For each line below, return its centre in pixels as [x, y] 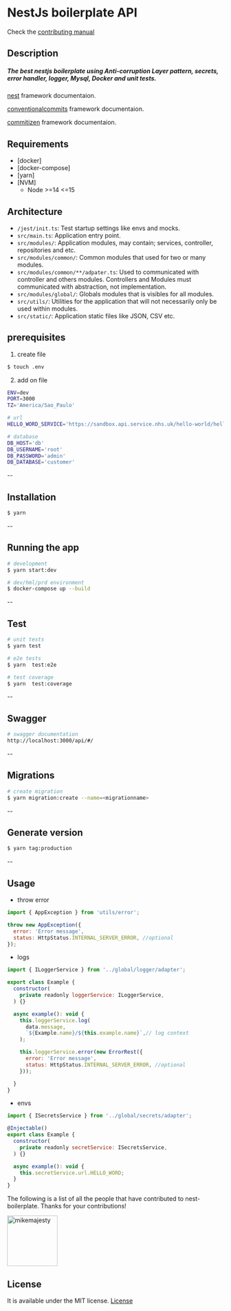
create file [31, 354]
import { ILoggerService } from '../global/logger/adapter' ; [97, 970]
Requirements [38, 144]
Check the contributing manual [51, 32]
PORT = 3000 [21, 399]
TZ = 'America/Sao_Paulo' [41, 405]
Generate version [45, 833]
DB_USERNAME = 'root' [35, 449]
